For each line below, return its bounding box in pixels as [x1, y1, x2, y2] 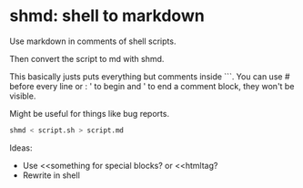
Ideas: [9, 142, 33, 153]
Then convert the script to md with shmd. [9, 53, 165, 64]
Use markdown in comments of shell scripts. [9, 36, 177, 47]
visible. [9, 90, 36, 101]
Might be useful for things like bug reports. [9, 108, 170, 119]
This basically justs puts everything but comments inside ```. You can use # [9, 70, 290, 82]
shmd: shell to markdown [9, 5, 205, 26]
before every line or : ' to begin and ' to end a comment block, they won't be [9, 80, 295, 91]
